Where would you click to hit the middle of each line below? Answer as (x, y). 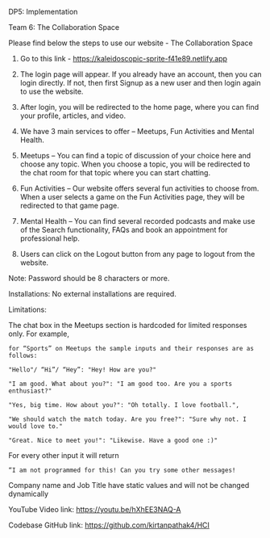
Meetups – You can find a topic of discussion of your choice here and (135, 156)
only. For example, (39, 334)
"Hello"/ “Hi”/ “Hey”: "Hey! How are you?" (83, 370)
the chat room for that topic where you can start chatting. (115, 172)
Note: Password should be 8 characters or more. (89, 278)
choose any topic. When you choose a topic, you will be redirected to (135, 164)
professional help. (50, 238)
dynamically (29, 494)
